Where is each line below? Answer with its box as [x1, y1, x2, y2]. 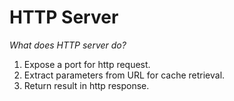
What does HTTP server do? [9, 39, 127, 51]
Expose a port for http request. [23, 58, 151, 70]
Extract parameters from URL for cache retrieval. [23, 69, 226, 81]
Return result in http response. [23, 79, 150, 91]
